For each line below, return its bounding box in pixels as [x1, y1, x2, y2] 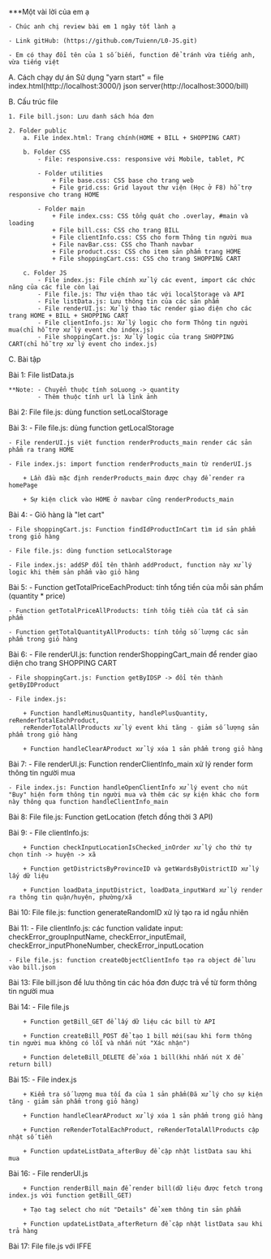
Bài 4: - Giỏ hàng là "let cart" [8, 510, 105, 519]
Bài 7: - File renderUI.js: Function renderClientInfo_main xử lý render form [8, 759, 253, 769]
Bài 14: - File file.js [8, 1002, 70, 1011]
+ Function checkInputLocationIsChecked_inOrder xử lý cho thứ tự [23, 844, 252, 852]
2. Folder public [8, 127, 67, 135]
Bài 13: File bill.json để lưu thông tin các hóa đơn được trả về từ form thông [8, 978, 257, 987]
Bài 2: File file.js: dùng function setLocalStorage [8, 407, 169, 417]
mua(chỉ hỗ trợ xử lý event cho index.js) [8, 326, 154, 334]
